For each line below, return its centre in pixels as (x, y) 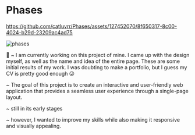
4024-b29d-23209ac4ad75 (39, 32)
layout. (14, 97)
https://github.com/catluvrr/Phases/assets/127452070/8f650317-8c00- (92, 26)
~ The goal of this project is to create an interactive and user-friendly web (95, 84)
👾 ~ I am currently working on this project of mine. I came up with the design (98, 55)
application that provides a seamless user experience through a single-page (97, 91)
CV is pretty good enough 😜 (40, 73)
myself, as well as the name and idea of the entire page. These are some (93, 61)
